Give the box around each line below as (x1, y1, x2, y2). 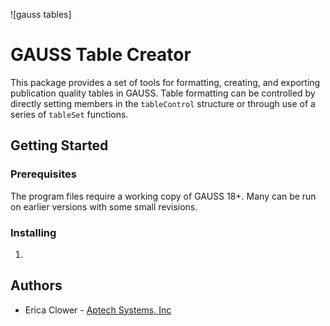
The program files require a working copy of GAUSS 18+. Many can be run (10, 190, 317, 202)
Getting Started (10, 137, 109, 154)
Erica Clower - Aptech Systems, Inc (24, 304, 172, 316)
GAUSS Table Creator (10, 44, 192, 66)
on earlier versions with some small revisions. (10, 200, 198, 213)
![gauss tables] (10, 9, 72, 20)
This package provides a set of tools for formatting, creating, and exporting (10, 76, 321, 88)
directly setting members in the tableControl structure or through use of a (10, 97, 316, 109)
